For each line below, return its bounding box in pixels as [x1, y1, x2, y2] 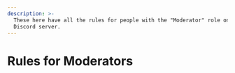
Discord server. [13, 23, 61, 30]
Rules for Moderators [7, 53, 134, 69]
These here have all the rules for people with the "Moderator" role [13, 17, 220, 24]
